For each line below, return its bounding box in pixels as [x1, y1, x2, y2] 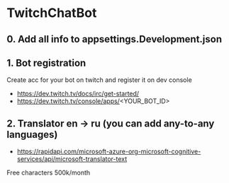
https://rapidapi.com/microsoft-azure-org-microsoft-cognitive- [16, 147, 201, 156]
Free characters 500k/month [6, 168, 91, 177]
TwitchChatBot [6, 5, 97, 21]
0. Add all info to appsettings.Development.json [6, 33, 223, 45]
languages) [6, 129, 58, 141]
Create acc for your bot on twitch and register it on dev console [6, 76, 192, 84]
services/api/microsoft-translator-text [16, 155, 128, 163]
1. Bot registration [6, 57, 86, 69]
